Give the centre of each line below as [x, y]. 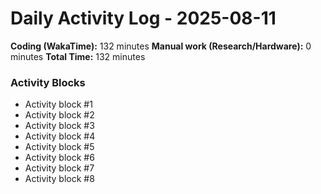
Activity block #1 [58, 104]
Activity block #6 [59, 158]
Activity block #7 [59, 168]
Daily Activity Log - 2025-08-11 [143, 18]
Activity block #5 [59, 147]
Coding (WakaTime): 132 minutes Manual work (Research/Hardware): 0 [161, 46]
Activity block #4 [60, 136]
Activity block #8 [59, 179]
